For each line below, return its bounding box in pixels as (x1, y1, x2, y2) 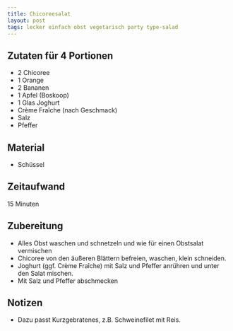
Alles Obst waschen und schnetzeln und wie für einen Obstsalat (17, 238, 204, 248)
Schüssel (17, 161, 44, 168)
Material (7, 141, 44, 153)
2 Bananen (17, 83, 49, 92)
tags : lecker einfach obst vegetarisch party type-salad (7, 23, 179, 30)
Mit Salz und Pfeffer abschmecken (17, 277, 119, 285)
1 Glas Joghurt (17, 98, 60, 107)
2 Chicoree (17, 69, 50, 77)
